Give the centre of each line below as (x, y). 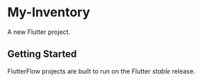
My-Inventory (49, 12)
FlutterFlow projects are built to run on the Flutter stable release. (101, 71)
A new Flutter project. (39, 32)
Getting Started (42, 54)
